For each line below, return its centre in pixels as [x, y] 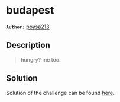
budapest [30, 10]
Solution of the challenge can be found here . [60, 93]
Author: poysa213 [28, 27]
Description [28, 45]
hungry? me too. [40, 59]
